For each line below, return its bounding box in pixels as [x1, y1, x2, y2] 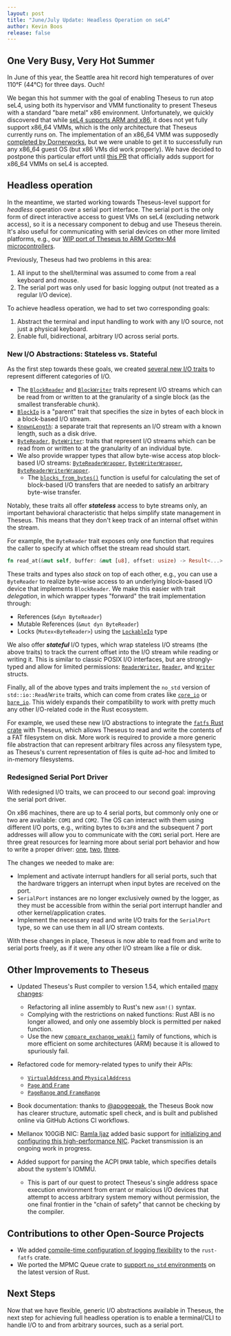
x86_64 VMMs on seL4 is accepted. [7, 160, 109, 168]
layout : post [7, 10, 45, 17]
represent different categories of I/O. [7, 372, 111, 381]
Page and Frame [27, 1081, 70, 1089]
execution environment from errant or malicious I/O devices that [27, 1186, 209, 1194]
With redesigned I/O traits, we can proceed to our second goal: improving [7, 788, 216, 796]
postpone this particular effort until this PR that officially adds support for [7, 152, 214, 161]
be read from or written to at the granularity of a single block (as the [16, 393, 210, 401]
